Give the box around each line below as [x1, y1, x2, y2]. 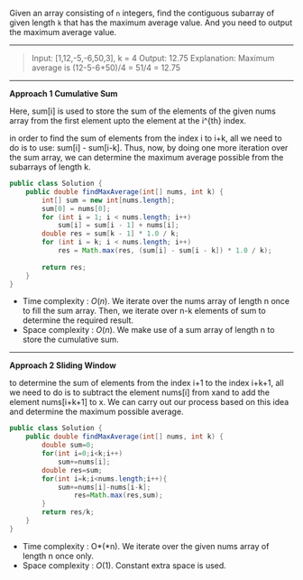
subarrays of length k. [9, 161, 92, 172]
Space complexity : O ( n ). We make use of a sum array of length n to [22, 325, 275, 336]
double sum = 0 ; [41, 441, 95, 450]
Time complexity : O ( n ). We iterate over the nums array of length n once [22, 296, 290, 307]
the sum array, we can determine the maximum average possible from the [9, 152, 284, 162]
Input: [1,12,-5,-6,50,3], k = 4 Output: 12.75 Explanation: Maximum [31, 53, 275, 63]
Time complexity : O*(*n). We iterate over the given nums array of [22, 540, 270, 551]
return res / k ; [41, 508, 95, 517]
